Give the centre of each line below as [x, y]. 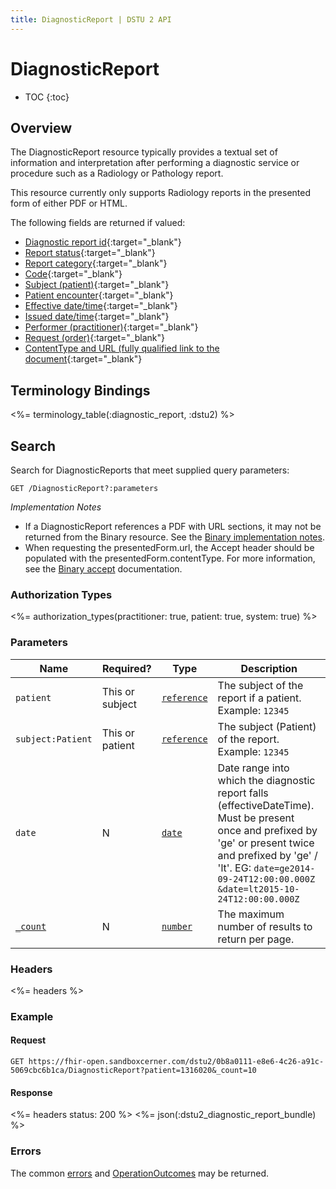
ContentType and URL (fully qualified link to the [122, 348]
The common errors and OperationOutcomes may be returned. [140, 1173]
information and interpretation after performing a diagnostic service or [155, 163]
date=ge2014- [284, 868]
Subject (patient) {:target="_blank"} [97, 285]
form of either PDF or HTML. [69, 203]
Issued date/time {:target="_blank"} [97, 317]
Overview [41, 127]
